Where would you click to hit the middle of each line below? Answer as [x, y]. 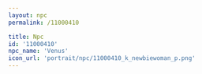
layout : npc [28, 15]
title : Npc [26, 37]
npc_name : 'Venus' [38, 51]
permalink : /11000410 [44, 23]
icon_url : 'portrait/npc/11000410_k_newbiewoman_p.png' [102, 58]
